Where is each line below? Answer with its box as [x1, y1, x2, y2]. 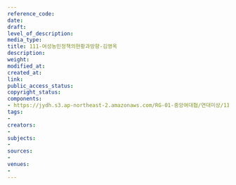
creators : [7, 121, 37, 129]
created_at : [7, 69, 42, 76]
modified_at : [7, 63, 46, 70]
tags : [7, 108, 23, 115]
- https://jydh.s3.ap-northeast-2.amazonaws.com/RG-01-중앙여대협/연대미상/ [7, 102, 224, 109]
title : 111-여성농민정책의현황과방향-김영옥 [7, 43, 118, 50]
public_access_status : [7, 82, 74, 89]
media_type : [7, 37, 42, 44]
